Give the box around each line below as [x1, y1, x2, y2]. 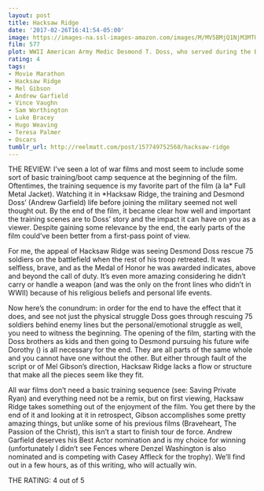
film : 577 [8, 41, 41, 49]
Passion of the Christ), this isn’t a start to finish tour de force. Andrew [8, 427, 233, 437]
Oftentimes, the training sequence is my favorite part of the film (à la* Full [8, 181, 246, 191]
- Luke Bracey [8, 114, 55, 122]
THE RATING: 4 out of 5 [8, 476, 85, 486]
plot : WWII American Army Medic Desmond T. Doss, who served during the [8, 48, 251, 56]
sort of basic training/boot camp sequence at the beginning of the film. [8, 173, 238, 182]
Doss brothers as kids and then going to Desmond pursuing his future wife [8, 337, 250, 346]
